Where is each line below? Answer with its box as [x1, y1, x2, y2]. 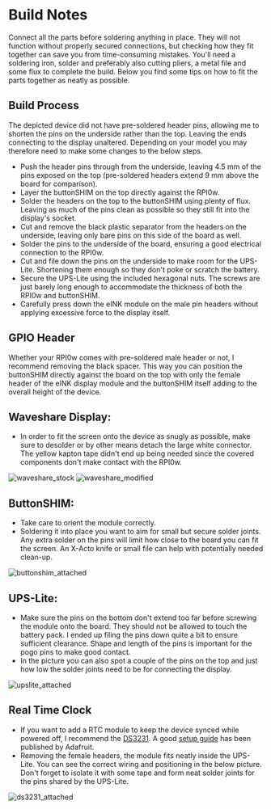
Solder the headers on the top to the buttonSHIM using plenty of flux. [19, 196, 252, 205]
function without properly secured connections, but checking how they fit [8, 40, 254, 50]
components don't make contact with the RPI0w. [19, 457, 182, 467]
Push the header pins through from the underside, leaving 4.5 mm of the [19, 162, 261, 171]
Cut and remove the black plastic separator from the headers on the [19, 221, 247, 231]
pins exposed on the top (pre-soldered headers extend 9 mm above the [19, 170, 259, 179]
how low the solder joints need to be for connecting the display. [19, 664, 232, 674]
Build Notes [8, 6, 88, 24]
